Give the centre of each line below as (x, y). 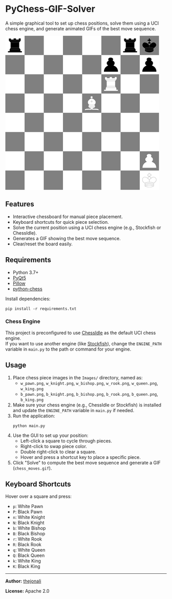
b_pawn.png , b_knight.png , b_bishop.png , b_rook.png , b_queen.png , (89, 394)
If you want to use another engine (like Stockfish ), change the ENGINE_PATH (84, 343)
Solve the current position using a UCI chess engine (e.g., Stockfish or (87, 227)
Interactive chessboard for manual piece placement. (68, 217)
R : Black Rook (27, 545)
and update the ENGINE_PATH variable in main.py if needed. (73, 410)
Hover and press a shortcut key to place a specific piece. (80, 457)
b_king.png (32, 400)
